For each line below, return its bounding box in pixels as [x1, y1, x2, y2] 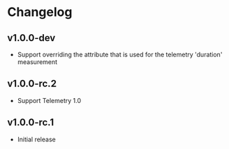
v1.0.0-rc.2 [7, 78, 57, 90]
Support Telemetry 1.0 [17, 96, 82, 104]
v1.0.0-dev [7, 32, 56, 44]
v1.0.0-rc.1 [7, 116, 54, 129]
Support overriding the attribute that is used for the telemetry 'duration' [17, 50, 223, 58]
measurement [17, 58, 58, 66]
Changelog [7, 4, 73, 20]
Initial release [17, 135, 56, 143]
